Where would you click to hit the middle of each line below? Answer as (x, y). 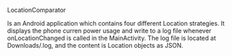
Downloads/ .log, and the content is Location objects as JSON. (95, 45)
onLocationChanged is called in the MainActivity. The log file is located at (112, 38)
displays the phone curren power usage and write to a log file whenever (109, 31)
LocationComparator (37, 10)
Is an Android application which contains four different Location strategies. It (116, 23)
